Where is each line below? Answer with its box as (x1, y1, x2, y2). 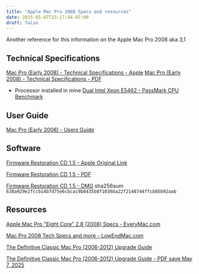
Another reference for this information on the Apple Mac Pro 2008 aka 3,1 (6, 36, 186, 43)
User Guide (6, 111, 49, 121)
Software (6, 143, 41, 153)
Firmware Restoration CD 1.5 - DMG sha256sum (6, 182, 124, 189)
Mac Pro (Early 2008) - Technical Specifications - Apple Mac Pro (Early (6, 69, 181, 76)
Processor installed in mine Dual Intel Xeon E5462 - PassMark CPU (14, 87, 179, 94)
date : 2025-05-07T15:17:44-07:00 (6, 14, 89, 20)
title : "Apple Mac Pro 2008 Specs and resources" (6, 8, 132, 15)
